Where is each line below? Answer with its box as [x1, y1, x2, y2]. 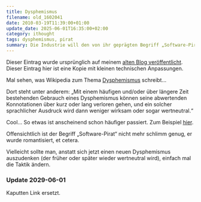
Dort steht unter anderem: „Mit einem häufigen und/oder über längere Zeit [6, 88, 189, 95]
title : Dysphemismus [6, 8, 58, 15]
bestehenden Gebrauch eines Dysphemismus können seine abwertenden [6, 94, 187, 102]
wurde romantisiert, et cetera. [6, 136, 80, 143]
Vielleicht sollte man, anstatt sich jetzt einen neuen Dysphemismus [6, 148, 171, 155]
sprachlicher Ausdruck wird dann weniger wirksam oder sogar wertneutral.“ [6, 107, 193, 114]
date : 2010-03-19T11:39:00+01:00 [6, 20, 90, 26]
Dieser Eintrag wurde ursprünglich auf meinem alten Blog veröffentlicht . [6, 58, 183, 66]
